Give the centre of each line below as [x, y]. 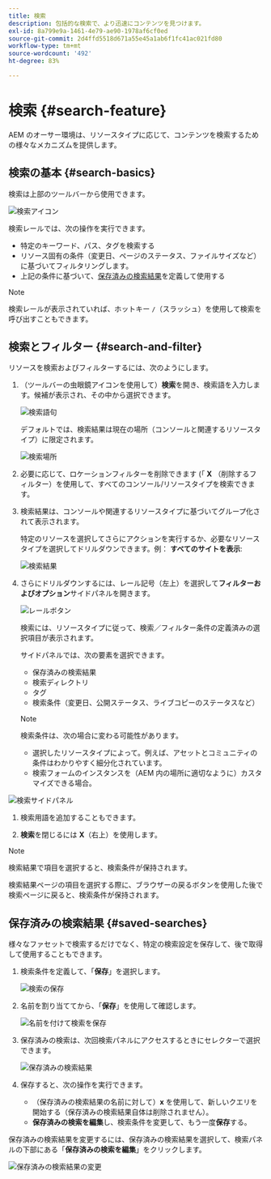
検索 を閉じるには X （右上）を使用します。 [91, 835]
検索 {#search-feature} [88, 111]
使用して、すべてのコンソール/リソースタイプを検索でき [155, 484]
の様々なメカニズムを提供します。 [65, 145]
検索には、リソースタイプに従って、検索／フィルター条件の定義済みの [136, 628]
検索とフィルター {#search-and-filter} [105, 347]
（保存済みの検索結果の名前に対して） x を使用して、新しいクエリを [145, 1102]
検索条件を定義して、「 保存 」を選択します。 [92, 972]
